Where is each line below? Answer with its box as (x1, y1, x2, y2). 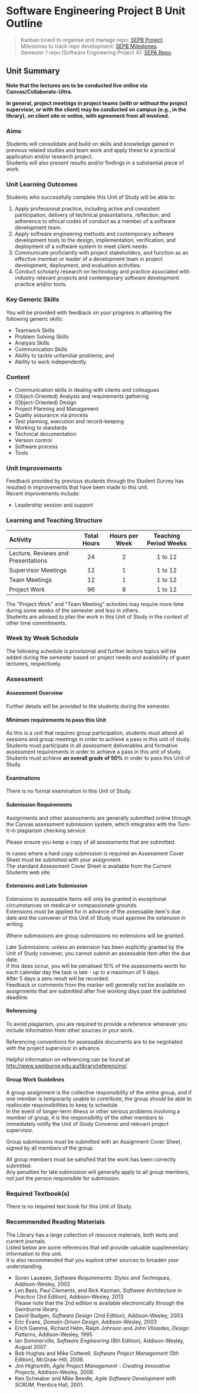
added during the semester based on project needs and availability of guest (6, 653, 190, 661)
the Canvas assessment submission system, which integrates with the (6, 820, 176, 828)
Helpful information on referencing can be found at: (6, 1055, 131, 1063)
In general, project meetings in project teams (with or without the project (6, 99, 187, 107)
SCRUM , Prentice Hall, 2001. (14, 1381, 84, 1388)
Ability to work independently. (14, 358, 88, 365)
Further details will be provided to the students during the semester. (6, 703, 171, 710)
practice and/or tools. (14, 281, 67, 288)
